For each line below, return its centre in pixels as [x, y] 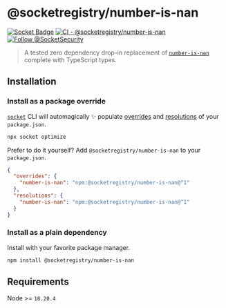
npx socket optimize [37, 137]
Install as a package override [56, 102]
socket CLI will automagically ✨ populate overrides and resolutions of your [113, 116]
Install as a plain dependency [57, 233]
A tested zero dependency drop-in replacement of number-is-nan [116, 52]
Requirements [38, 282]
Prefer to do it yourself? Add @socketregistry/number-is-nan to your [104, 150]
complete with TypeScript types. [70, 59]
